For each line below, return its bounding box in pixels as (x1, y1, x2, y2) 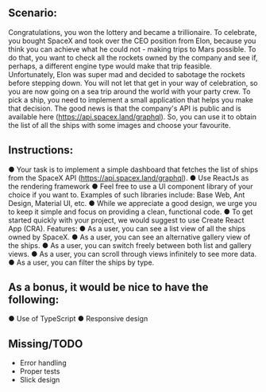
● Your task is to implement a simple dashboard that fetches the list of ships (8, 165, 259, 174)
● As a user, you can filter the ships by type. (8, 258, 155, 267)
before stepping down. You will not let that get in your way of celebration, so (8, 78, 258, 87)
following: (8, 293, 60, 307)
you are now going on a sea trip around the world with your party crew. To (8, 87, 251, 96)
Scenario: (8, 6, 58, 20)
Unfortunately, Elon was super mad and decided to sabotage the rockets (8, 69, 245, 79)
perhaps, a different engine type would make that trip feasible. (8, 61, 213, 71)
